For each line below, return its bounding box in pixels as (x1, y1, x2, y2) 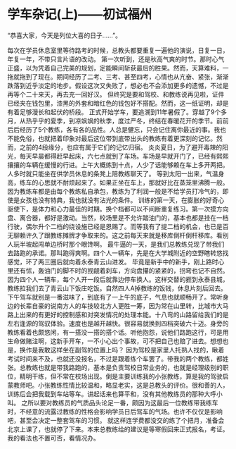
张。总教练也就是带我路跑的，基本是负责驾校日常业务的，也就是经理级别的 (7, 363, 223, 371)
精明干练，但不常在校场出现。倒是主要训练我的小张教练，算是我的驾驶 (19, 371, 223, 381)
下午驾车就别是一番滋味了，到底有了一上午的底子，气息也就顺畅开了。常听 (7, 293, 223, 301)
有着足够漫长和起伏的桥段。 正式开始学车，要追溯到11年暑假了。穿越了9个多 (7, 107, 228, 116)
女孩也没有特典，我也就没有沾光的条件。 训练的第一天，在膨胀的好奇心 (19, 195, 225, 204)
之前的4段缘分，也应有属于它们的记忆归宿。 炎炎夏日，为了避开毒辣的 (19, 142, 223, 152)
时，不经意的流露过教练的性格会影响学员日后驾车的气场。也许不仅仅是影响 (7, 407, 223, 416)
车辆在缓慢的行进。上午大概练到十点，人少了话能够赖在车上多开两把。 (25, 160, 229, 169)
